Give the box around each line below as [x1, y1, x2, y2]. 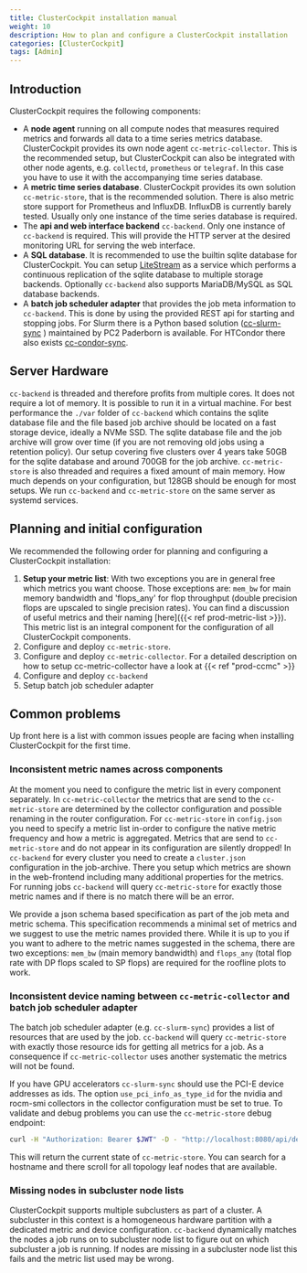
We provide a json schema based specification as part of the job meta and [9, 908, 290, 919]
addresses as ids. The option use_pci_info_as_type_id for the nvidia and [9, 1087, 283, 1098]
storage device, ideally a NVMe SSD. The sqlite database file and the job [9, 426, 282, 437]
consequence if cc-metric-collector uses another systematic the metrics [9, 1051, 288, 1062]
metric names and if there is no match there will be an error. [9, 891, 235, 902]
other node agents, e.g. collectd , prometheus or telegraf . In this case [22, 162, 284, 173]
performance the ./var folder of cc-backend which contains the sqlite [9, 407, 270, 418]
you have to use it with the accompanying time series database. [22, 171, 263, 183]
